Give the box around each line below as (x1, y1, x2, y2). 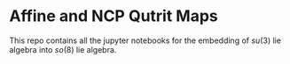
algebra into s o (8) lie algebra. (9, 44, 117, 54)
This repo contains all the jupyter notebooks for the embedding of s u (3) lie (9, 35, 282, 46)
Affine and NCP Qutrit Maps (9, 6, 219, 26)
